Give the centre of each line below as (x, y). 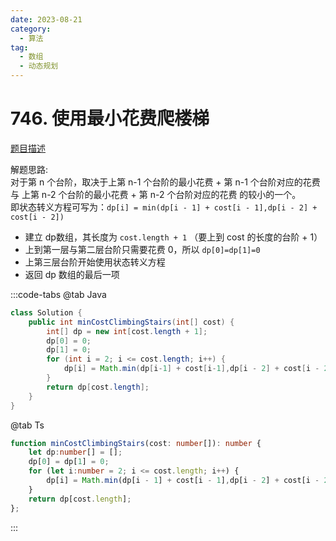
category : (31, 29)
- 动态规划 (39, 66)
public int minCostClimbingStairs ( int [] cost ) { (131, 322)
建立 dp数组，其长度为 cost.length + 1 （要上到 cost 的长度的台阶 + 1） (173, 237)
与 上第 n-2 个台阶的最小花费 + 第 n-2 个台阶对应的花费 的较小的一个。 (156, 194)
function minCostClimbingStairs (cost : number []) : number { (136, 443)
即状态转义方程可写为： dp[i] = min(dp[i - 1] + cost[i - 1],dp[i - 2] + (164, 207)
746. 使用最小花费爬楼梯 (110, 118)
